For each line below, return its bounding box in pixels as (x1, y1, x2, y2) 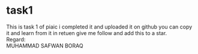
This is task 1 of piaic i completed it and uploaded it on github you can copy (6, 23, 193, 30)
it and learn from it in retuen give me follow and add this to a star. (6, 29, 167, 36)
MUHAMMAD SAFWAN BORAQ (6, 42, 83, 49)
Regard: (6, 36, 26, 43)
